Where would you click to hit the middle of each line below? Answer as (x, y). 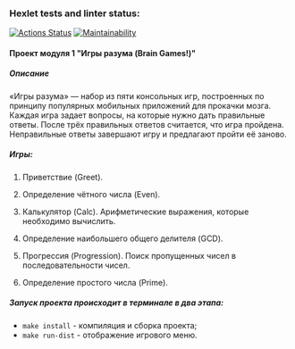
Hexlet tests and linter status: (75, 13)
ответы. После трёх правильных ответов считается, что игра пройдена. (147, 124)
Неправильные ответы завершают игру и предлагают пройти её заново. (148, 134)
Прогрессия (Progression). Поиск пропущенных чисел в (129, 255)
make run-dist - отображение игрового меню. (110, 335)
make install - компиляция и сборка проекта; (110, 325)
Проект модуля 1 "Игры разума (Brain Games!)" (103, 53)
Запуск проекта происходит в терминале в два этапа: (117, 303)
